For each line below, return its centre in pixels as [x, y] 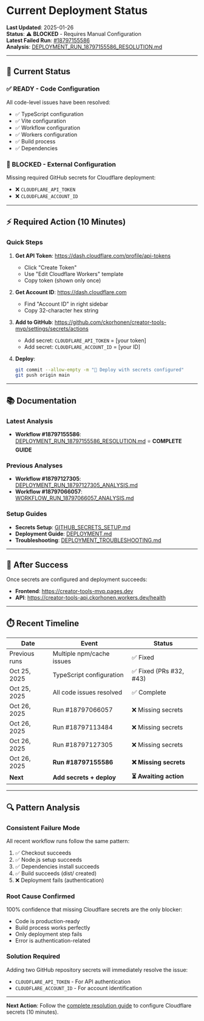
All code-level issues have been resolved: [58, 102]
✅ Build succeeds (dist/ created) [56, 873]
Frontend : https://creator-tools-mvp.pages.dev [74, 591]
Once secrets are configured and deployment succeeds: [77, 579]
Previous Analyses [35, 466]
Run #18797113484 [83, 727]
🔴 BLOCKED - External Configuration [61, 164]
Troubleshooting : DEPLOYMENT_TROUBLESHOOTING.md [88, 540]
